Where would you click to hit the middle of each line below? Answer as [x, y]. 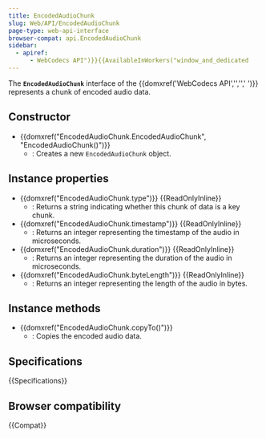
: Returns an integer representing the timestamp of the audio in [135, 232]
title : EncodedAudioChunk [51, 16]
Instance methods [54, 308]
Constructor [39, 117]
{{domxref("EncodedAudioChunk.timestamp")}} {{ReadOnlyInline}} [131, 223]
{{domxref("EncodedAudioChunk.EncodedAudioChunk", [113, 136]
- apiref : [32, 53]
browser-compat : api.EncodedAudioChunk [75, 38]
